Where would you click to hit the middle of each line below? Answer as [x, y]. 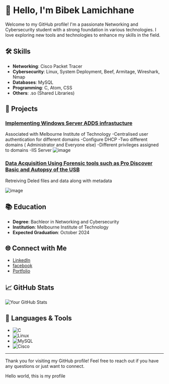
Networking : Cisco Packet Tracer [47, 66]
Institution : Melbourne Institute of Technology [61, 227]
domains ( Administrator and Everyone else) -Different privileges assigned [82, 145]
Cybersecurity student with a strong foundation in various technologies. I [81, 29]
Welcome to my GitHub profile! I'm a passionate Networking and [72, 24]
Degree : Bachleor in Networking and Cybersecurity [66, 222]
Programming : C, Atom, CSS [43, 87]
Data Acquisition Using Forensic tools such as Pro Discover [79, 163]
